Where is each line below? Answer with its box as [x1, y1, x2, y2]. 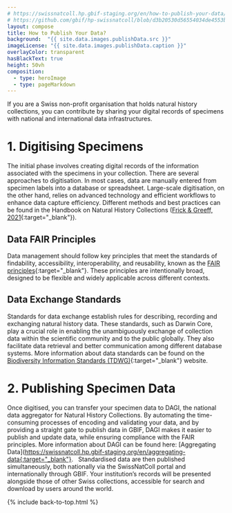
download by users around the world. [7, 484, 114, 492]
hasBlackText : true [7, 55, 64, 62]
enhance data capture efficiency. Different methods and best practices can [7, 199, 221, 207]
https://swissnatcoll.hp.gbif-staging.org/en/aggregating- [24, 447, 186, 456]
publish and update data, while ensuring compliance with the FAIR [7, 433, 195, 441]
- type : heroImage [13, 74, 67, 82]
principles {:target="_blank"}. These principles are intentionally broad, [7, 267, 205, 274]
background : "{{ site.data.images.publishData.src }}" [7, 36, 171, 43]
